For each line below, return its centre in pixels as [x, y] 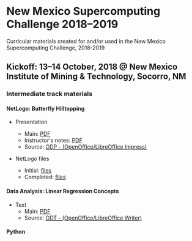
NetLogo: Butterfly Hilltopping [46, 108]
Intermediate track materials [50, 94]
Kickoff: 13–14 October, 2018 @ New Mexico [92, 67]
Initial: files [38, 171]
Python [16, 232]
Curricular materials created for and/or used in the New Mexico [86, 41]
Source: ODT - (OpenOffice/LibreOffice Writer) [83, 218]
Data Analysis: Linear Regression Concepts [63, 191]
